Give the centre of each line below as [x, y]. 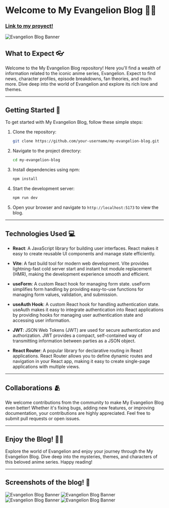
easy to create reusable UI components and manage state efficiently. [84, 254]
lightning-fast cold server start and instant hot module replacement [82, 269]
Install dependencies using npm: [46, 169]
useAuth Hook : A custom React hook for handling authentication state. [86, 305]
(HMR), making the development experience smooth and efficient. [81, 274]
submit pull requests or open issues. [43, 419]
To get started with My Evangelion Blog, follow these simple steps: [74, 122]
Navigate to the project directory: [47, 151]
